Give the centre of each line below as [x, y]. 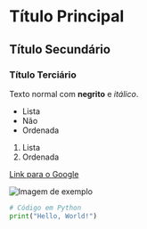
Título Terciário [43, 75]
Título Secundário [60, 49]
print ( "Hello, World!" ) [53, 216]
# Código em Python [45, 208]
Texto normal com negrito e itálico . [74, 94]
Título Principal [67, 16]
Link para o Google [44, 174]
